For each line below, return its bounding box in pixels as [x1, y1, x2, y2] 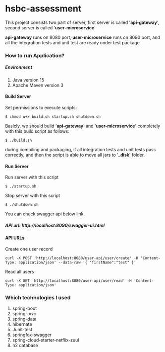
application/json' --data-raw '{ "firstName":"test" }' [18, 260, 136, 265]
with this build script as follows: [5, 128, 69, 134]
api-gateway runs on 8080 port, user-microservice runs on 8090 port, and [5, 34, 160, 40]
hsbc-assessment [5, 3, 82, 14]
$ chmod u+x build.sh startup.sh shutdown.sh [5, 114, 101, 119]
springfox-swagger [12, 332, 52, 338]
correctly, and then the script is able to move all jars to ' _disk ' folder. [5, 152, 145, 158]
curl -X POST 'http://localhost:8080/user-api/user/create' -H [5, 256, 139, 261]
